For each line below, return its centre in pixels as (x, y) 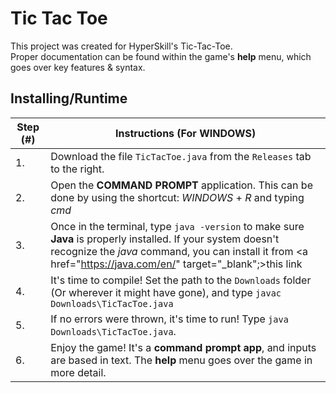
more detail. (78, 372)
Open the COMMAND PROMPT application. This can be (181, 185)
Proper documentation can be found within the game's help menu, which (161, 56)
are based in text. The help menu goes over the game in (181, 360)
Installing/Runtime (69, 98)
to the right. (77, 169)
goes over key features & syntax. (78, 67)
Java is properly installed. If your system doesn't (165, 239)
